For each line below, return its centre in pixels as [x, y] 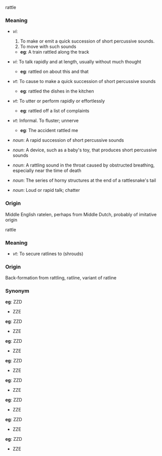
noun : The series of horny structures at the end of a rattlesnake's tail [84, 180]
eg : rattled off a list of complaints [55, 111]
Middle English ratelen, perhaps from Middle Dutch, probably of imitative [81, 214]
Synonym [17, 291]
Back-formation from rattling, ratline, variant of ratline [61, 278]
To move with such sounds [48, 47]
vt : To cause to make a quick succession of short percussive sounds [84, 81]
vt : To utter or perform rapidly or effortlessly [59, 101]
